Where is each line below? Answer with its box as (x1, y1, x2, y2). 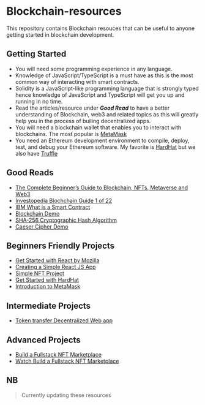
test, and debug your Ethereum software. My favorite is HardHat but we (15, 143, 196, 151)
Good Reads (6, 167, 54, 178)
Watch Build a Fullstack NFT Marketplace (15, 357, 119, 365)
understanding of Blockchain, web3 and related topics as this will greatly (15, 110, 199, 118)
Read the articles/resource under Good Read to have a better (15, 104, 170, 112)
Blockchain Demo (15, 210, 60, 217)
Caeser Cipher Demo (15, 222, 69, 230)
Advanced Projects (6, 335, 81, 345)
